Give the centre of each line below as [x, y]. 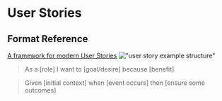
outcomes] [40, 90]
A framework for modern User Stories [62, 55]
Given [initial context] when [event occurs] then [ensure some [115, 83]
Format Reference [48, 39]
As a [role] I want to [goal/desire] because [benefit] [99, 69]
